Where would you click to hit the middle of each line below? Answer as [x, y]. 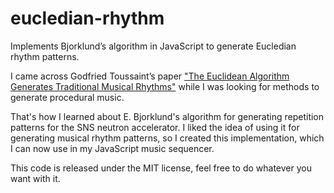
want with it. [35, 178]
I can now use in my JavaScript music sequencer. [112, 148]
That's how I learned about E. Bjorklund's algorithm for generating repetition [167, 116]
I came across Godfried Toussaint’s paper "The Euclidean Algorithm [150, 76]
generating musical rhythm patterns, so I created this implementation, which [167, 138]
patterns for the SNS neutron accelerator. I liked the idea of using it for [155, 127]
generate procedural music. [67, 97]
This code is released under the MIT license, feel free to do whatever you [161, 168]
